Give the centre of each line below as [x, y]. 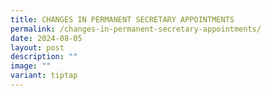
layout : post [37, 47]
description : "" [44, 57]
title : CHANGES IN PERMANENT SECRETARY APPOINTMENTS [122, 19]
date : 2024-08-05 [46, 38]
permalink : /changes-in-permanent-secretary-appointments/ [136, 29]
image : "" [31, 66]
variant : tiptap [44, 76]
